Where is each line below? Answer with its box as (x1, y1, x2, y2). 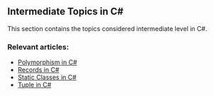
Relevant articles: (7, 42, 69, 52)
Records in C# (17, 66, 60, 74)
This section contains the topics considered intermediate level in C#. (7, 24, 208, 32)
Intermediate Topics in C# (7, 6, 124, 18)
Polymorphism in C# (17, 58, 78, 66)
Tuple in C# (17, 80, 52, 89)
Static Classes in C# (17, 73, 77, 82)
